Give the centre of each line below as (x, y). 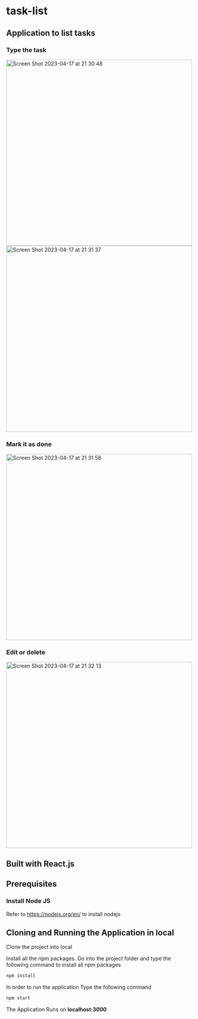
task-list (27, 11)
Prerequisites (32, 884)
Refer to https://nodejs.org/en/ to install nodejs (63, 914)
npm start (18, 998)
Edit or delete (26, 652)
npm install (21, 976)
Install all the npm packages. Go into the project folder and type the (89, 959)
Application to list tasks (51, 33)
